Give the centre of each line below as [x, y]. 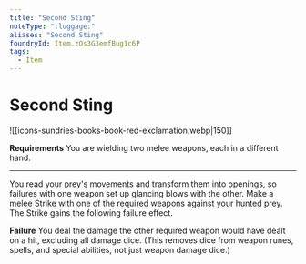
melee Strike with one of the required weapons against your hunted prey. [146, 203]
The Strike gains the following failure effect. [91, 213]
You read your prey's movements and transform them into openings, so [143, 184]
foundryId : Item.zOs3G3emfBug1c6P [75, 43]
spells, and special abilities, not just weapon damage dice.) [120, 249]
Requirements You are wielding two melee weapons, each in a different [144, 147]
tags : [20, 52]
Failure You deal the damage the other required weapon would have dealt [148, 230]
